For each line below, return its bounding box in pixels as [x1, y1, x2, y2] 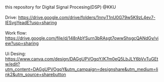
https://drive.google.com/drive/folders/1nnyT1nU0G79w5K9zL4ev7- [18, 15, 156, 20]
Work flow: [5, 30, 27, 36]
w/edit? [5, 61, 21, 67]
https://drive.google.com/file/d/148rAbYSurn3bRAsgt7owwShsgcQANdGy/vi [5, 35, 159, 41]
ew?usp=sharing [5, 41, 39, 46]
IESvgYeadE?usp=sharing [5, 20, 57, 25]
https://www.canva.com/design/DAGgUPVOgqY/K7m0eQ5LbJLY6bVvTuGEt [5, 56, 159, 61]
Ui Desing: [5, 51, 26, 57]
